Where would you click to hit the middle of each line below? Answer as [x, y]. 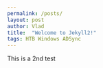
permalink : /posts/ [35, 13]
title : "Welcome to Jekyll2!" [52, 33]
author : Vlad [26, 26]
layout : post [26, 20]
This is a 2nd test [32, 58]
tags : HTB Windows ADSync [44, 39]
